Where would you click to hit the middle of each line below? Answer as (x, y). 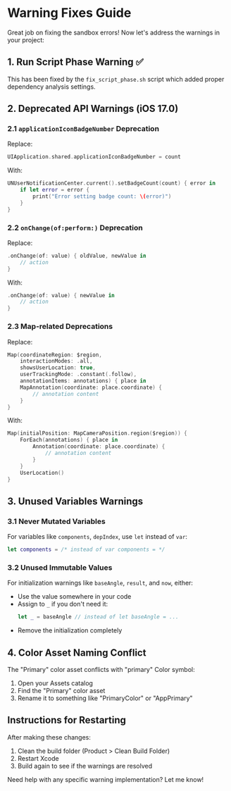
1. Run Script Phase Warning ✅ (76, 62)
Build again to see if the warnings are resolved (85, 766)
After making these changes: (49, 737)
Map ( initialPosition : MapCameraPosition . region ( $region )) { (98, 434)
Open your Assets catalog (55, 683)
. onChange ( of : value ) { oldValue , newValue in (77, 256)
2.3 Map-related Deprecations (60, 327)
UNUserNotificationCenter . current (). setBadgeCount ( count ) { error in (112, 183)
